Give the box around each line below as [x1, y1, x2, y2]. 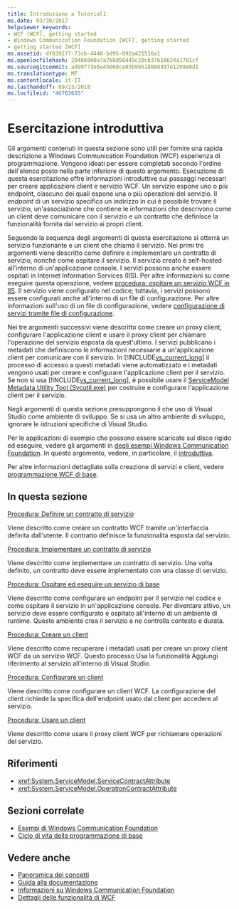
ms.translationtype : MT [7, 70, 78, 77]
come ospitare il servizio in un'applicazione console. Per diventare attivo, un [7, 601, 231, 609]
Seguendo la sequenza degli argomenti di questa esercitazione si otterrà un [7, 233, 230, 242]
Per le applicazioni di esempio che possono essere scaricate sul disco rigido [7, 434, 232, 442]
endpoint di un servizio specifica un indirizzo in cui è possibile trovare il [7, 197, 217, 206]
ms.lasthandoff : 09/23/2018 [7, 83, 91, 90]
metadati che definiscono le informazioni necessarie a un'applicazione [7, 346, 215, 354]
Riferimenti [7, 757, 58, 769]
